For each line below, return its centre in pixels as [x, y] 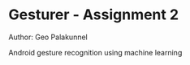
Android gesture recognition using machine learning [95, 52]
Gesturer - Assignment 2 [94, 15]
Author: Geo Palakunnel [48, 37]
